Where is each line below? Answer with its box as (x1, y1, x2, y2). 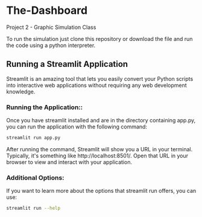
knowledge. (6, 88, 36, 95)
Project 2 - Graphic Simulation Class (6, 24, 96, 31)
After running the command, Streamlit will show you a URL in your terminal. (6, 145, 193, 153)
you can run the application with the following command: (6, 123, 148, 130)
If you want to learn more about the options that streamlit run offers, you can (6, 187, 197, 195)
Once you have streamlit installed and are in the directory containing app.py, (6, 117, 196, 124)
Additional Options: (6, 173, 65, 181)
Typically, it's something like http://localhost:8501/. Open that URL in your (6, 152, 189, 159)
